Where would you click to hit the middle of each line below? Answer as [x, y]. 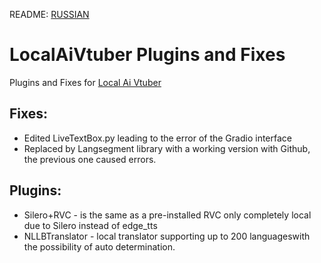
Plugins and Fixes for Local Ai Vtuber [85, 82]
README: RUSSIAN [49, 14]
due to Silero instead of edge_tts [90, 225]
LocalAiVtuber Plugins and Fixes [147, 55]
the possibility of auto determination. [99, 246]
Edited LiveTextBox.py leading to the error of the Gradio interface [157, 138]
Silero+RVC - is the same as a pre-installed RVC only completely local [167, 215]
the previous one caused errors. [90, 159]
